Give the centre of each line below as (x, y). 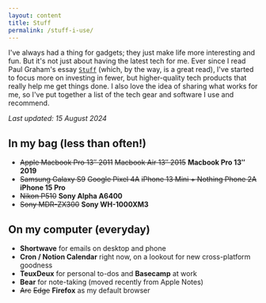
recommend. (29, 103)
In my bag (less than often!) (77, 143)
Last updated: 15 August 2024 (57, 119)
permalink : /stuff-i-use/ (51, 30)
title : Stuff (30, 23)
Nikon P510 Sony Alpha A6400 (71, 196)
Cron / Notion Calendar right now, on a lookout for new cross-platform (135, 257)
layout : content (35, 15)
